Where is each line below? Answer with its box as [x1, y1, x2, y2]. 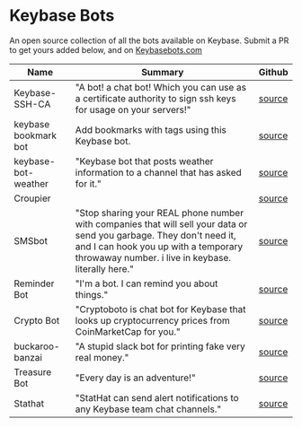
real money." [75, 351, 129, 363]
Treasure [13, 365, 52, 378]
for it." [75, 177, 102, 189]
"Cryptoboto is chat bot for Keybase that [75, 302, 246, 315]
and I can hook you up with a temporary [75, 240, 244, 252]
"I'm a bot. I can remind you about [75, 277, 218, 290]
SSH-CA [13, 98, 51, 110]
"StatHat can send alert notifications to [75, 391, 240, 404]
